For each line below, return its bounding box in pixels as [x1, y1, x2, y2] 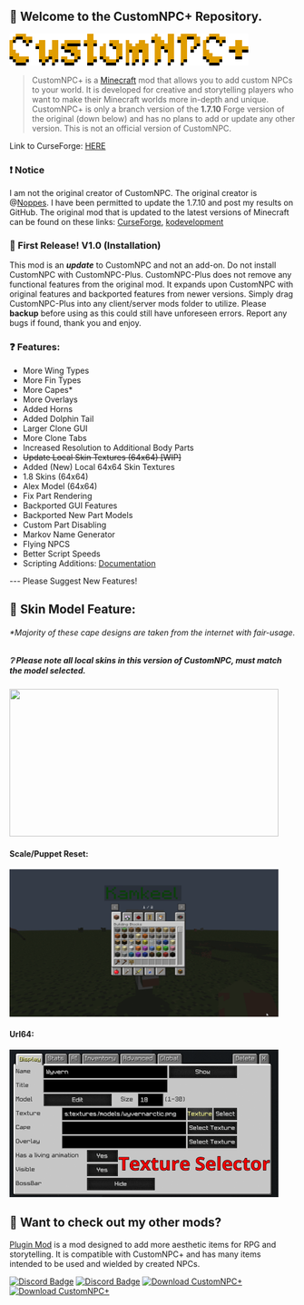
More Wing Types [22, 365, 90, 376]
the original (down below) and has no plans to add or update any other [31, 113, 296, 123]
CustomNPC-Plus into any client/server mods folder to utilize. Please [9, 299, 267, 309]
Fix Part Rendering [22, 490, 93, 501]
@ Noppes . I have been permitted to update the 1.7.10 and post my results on [9, 197, 293, 209]
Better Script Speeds [22, 548, 102, 559]
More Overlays [22, 394, 79, 405]
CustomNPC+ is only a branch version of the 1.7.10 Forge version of [31, 103, 285, 114]
